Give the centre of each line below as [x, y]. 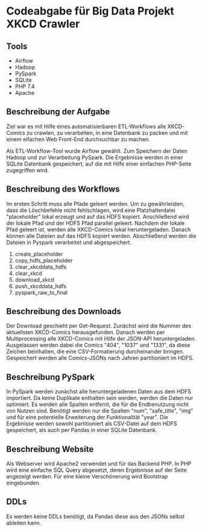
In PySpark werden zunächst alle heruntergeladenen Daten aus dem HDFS [99, 391]
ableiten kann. [24, 523]
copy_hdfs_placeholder [44, 260]
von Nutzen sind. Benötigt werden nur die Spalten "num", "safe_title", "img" [100, 411]
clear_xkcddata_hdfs [41, 266]
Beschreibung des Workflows [63, 189]
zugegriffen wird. [28, 170]
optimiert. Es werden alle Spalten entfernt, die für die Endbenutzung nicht [97, 404]
